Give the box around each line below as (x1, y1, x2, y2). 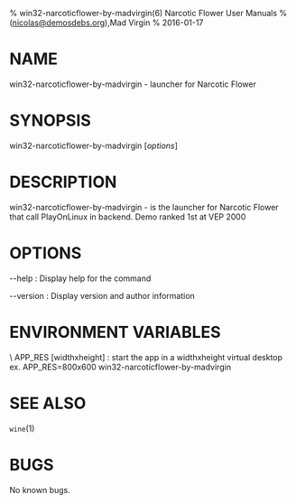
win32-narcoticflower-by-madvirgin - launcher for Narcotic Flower (9, 79, 257, 89)
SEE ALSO (9, 393, 87, 414)
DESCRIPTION (9, 172, 117, 192)
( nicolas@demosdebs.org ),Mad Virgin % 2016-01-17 (9, 17, 204, 28)
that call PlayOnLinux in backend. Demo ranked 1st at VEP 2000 (9, 211, 246, 222)
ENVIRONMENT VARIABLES (9, 322, 221, 342)
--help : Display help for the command (9, 273, 152, 284)
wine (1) (9, 423, 35, 434)
